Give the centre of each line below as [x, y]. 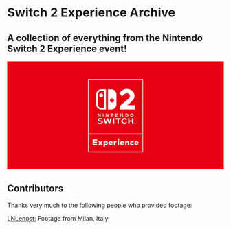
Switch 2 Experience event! [67, 48]
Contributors [35, 189]
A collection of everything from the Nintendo [105, 38]
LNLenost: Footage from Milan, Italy [58, 218]
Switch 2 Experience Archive [91, 13]
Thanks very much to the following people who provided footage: [100, 205]
